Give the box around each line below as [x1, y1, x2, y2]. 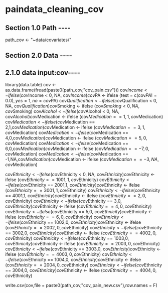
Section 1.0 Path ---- [5, 24, 71, 32]
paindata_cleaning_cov [5, 4, 104, 15]
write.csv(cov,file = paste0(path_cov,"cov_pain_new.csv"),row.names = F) [5, 282, 158, 288]
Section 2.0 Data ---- [5, 51, 73, 60]
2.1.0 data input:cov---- [5, 68, 81, 77]
